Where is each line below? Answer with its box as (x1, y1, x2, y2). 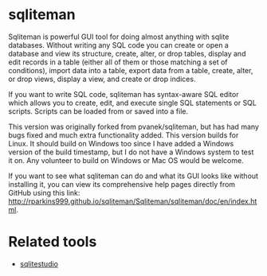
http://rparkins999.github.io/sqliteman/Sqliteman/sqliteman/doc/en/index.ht (8, 196, 257, 206)
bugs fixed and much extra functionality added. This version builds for (8, 130, 239, 140)
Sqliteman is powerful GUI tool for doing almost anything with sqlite (8, 32, 230, 41)
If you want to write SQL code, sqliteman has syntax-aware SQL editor (8, 89, 239, 99)
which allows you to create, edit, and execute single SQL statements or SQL (8, 98, 257, 107)
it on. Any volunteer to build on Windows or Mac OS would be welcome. (8, 155, 245, 165)
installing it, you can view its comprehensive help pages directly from (8, 179, 236, 189)
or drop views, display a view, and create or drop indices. (8, 74, 196, 84)
